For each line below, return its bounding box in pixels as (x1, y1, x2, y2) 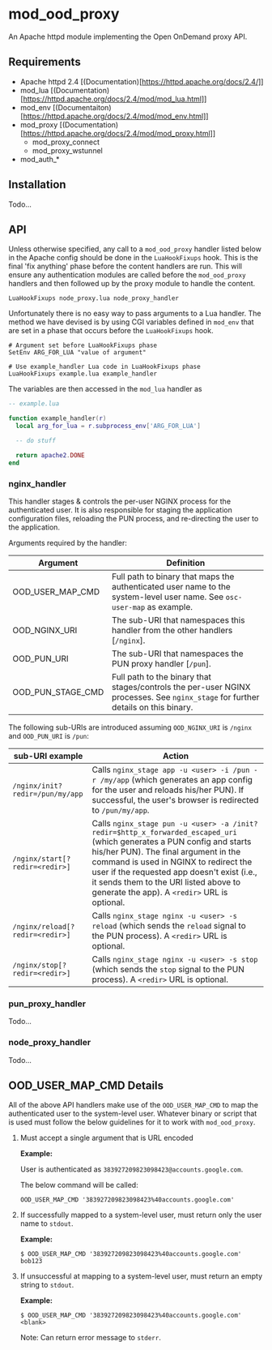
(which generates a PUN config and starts (91, 836, 252, 847)
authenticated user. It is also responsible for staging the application (8, 504, 232, 515)
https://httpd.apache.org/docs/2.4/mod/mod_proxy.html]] (23, 128, 216, 138)
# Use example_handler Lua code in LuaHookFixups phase (8, 362, 201, 371)
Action (163, 750, 189, 761)
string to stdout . (19, 1280, 74, 1290)
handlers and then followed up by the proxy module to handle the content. (8, 279, 256, 289)
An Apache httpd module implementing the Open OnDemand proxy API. (8, 32, 248, 41)
